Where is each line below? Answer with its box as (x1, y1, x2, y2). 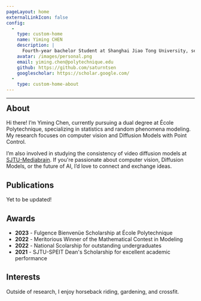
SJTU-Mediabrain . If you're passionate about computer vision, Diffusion (6, 156, 184, 164)
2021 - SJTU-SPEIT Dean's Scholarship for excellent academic (14, 248, 170, 255)
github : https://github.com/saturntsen (17, 64, 117, 71)
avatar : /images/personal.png (17, 53, 93, 59)
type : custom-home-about (17, 82, 79, 88)
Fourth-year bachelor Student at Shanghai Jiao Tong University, (22, 48, 188, 54)
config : (6, 20, 26, 26)
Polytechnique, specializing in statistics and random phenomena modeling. (6, 125, 191, 133)
